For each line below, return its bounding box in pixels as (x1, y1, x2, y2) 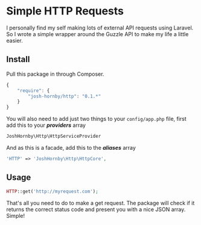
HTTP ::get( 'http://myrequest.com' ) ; (6, 188, 98, 194)
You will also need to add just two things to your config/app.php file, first (6, 116, 187, 123)
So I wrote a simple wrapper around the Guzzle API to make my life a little (6, 30, 189, 37)
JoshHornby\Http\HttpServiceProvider (6, 134, 101, 140)
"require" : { (17, 87, 50, 94)
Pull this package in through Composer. (6, 70, 104, 78)
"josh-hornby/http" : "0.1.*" (28, 93, 101, 99)
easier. (6, 37, 23, 44)
